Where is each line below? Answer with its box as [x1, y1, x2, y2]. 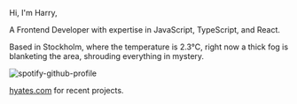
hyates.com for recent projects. [9, 85, 124, 95]
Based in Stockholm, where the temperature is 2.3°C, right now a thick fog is [9, 41, 289, 52]
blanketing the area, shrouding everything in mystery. [9, 51, 205, 61]
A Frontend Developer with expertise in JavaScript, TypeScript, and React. [9, 25, 281, 34]
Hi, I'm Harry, [9, 8, 58, 18]
